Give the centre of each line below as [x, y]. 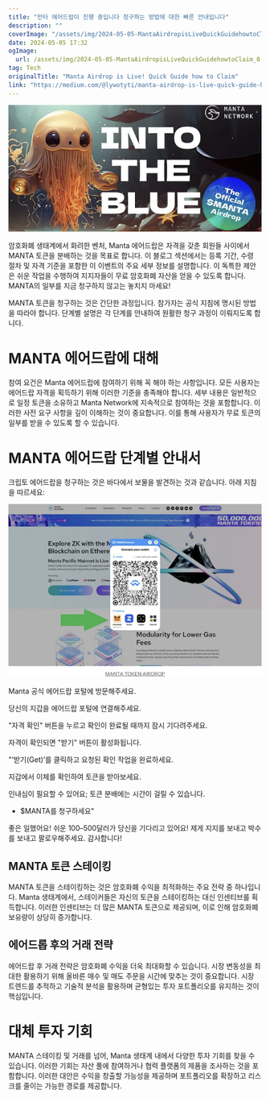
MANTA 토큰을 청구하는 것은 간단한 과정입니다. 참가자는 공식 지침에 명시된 [125, 303]
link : [17, 85]
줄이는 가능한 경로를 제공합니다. [72, 1086]
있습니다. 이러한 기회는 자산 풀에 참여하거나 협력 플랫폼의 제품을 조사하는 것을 [129, 1065]
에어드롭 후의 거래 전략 [61, 945]
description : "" [35, 25]
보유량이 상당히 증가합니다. [50, 917]
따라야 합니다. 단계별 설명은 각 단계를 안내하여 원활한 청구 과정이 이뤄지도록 [135, 313]
